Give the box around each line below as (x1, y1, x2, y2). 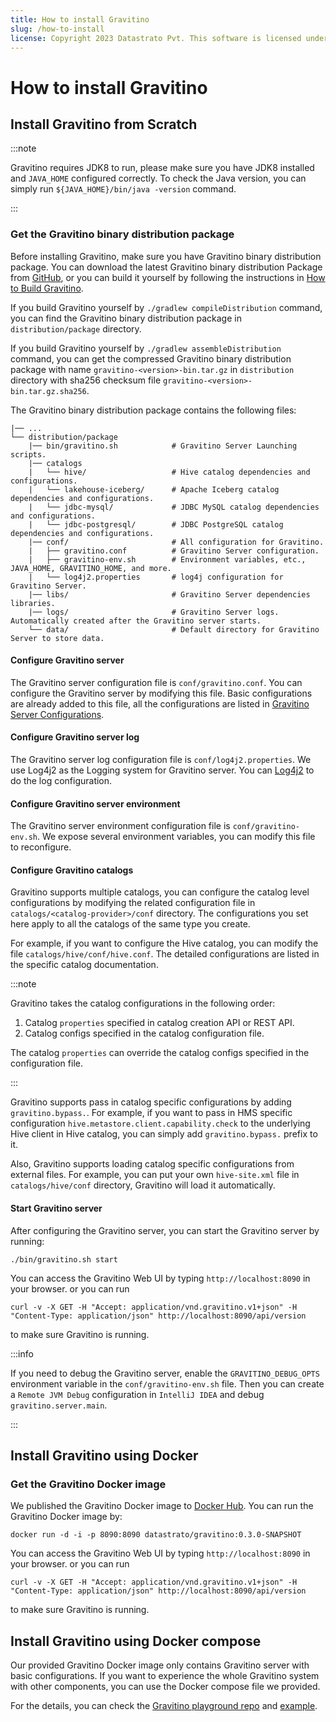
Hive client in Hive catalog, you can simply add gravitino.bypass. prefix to (10, 1128, 318, 1140)
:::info (10, 1347, 34, 1360)
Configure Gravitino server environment (10, 797, 181, 810)
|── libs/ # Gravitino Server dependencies (28, 589, 311, 600)
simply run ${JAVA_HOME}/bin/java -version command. (10, 183, 237, 195)
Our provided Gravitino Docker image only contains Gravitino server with (10, 1659, 310, 1671)
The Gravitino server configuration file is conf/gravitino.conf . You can (10, 676, 303, 688)
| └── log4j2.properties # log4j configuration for (28, 572, 284, 582)
